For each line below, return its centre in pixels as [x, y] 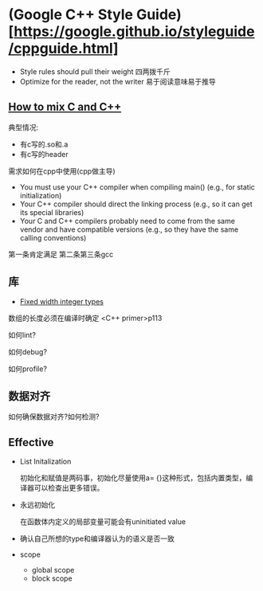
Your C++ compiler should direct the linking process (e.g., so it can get [136, 204]
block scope [52, 578]
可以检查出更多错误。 [69, 488]
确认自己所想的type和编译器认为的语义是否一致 [97, 538]
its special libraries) [52, 212]
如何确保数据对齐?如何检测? [54, 417]
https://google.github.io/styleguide [134, 31]
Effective [31, 442]
